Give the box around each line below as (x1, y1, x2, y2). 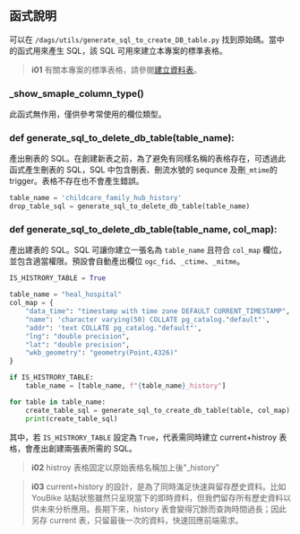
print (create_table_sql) (25, 414, 118, 424)
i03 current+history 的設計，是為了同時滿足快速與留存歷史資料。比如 (30, 481, 287, 492)
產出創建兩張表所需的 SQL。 (32, 442, 137, 453)
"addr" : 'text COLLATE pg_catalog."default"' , (25, 323, 202, 332)
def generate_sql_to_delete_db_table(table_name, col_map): (9, 223, 278, 236)
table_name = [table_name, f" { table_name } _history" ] (25, 381, 227, 390)
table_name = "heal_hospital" (9, 290, 123, 299)
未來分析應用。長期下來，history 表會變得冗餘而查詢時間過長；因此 (39, 503, 287, 514)
